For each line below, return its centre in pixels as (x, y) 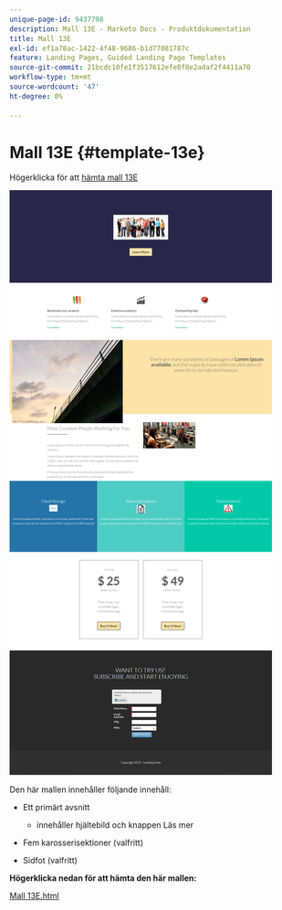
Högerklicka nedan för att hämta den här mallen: (103, 878)
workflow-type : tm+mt (51, 78)
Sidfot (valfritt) (50, 861)
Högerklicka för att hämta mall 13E (74, 177)
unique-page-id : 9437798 (57, 19)
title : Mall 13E (40, 38)
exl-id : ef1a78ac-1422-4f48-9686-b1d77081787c (99, 48)
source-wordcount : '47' (55, 87)
